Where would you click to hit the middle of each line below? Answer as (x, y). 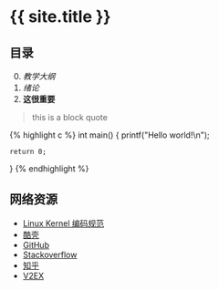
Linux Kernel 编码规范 (63, 223)
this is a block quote (69, 117)
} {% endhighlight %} (49, 169)
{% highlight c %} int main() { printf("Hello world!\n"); (109, 135)
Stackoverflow (50, 254)
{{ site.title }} (60, 17)
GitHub (36, 244)
